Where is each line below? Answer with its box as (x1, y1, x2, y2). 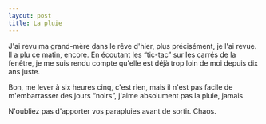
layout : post (8, 11, 52, 20)
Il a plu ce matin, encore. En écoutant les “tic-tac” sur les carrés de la (8, 50, 236, 59)
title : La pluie (8, 19, 62, 27)
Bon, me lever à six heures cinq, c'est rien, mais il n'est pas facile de (8, 82, 233, 92)
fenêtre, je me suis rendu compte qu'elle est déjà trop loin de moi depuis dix (8, 58, 258, 68)
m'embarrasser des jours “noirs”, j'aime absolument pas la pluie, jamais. (8, 90, 245, 100)
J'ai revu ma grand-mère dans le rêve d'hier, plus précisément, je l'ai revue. (8, 41, 257, 50)
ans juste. (8, 66, 41, 76)
